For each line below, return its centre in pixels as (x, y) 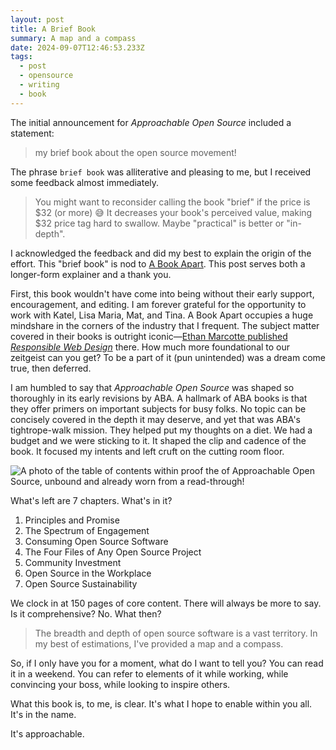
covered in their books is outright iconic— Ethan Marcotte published (149, 336)
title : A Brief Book (53, 29)
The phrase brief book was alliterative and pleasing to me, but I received (161, 172)
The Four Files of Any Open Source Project (113, 552)
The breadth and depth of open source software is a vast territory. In (176, 633)
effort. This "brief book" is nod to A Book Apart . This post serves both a (158, 263)
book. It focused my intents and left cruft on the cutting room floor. (147, 451)
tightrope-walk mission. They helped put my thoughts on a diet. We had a (161, 430)
